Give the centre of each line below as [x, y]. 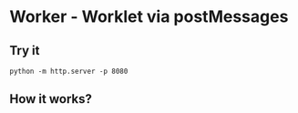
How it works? [51, 99]
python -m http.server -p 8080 [69, 71]
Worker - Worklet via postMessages [149, 17]
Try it [25, 51]
